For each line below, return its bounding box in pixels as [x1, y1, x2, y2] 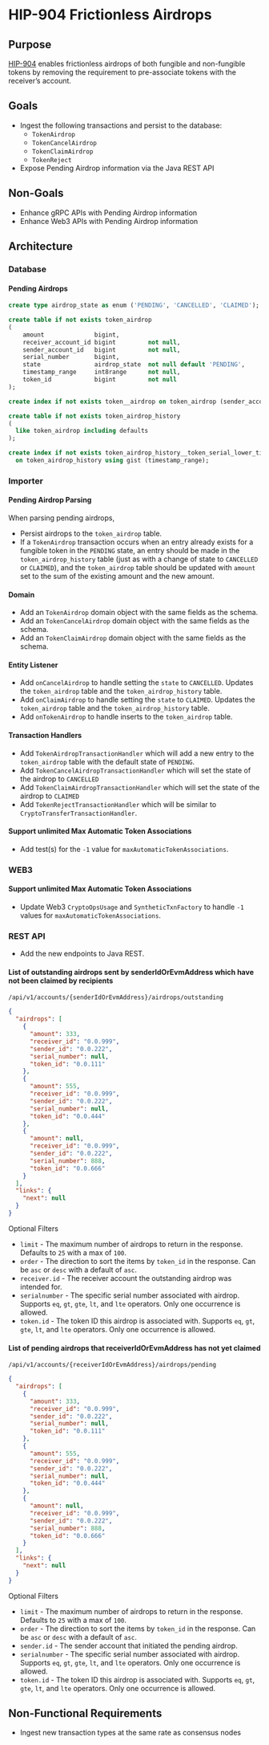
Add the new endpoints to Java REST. [19, 949, 145, 959]
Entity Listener [8, 660, 58, 670]
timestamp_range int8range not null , [22, 368, 181, 377]
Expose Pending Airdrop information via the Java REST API [19, 163, 215, 173]
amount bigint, [22, 331, 120, 339]
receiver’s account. [8, 76, 72, 85]
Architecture [8, 239, 74, 254]
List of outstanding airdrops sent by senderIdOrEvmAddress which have [8, 967, 255, 976]
